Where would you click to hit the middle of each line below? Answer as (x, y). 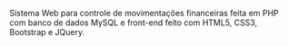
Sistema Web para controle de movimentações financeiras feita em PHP (144, 13)
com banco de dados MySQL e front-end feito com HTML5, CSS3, (134, 23)
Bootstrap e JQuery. (47, 32)
